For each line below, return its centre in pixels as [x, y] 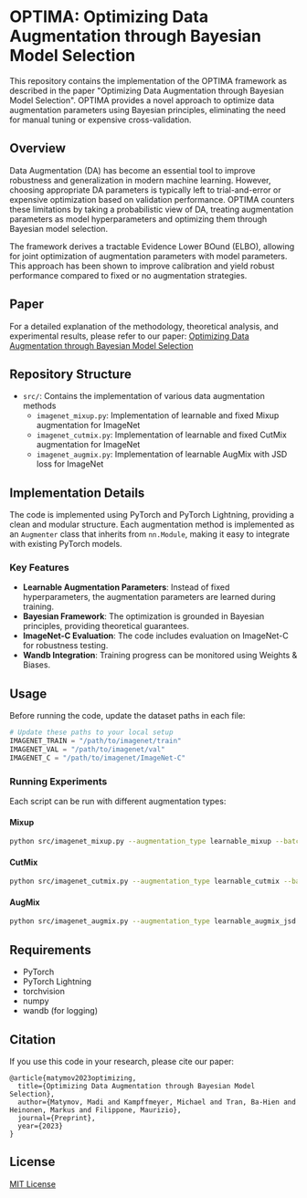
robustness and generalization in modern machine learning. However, [140, 180]
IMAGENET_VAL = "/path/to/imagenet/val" [88, 750]
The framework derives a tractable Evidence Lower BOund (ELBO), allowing [152, 246]
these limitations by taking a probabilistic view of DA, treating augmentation [152, 209]
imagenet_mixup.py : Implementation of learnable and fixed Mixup [158, 415]
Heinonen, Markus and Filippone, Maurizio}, [95, 1110]
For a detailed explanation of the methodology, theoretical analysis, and [144, 326]
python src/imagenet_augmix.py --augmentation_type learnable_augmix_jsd [153, 921]
